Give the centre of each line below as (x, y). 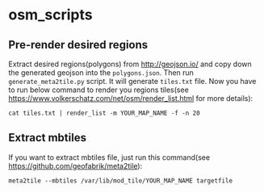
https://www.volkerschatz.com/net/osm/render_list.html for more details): (131, 98)
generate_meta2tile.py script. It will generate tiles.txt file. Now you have (132, 81)
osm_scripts (50, 15)
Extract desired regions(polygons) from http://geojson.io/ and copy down (130, 64)
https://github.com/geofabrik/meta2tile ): (75, 166)
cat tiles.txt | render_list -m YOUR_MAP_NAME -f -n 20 (104, 113)
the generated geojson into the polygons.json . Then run (101, 73)
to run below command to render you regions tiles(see (99, 90)
